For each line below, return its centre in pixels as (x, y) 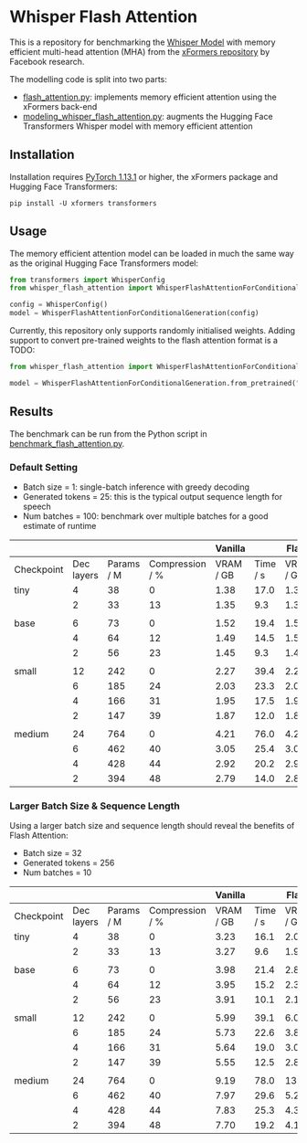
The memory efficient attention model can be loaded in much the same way (152, 253)
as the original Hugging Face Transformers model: (104, 263)
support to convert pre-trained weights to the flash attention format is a (144, 341)
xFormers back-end (60, 106)
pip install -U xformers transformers (83, 203)
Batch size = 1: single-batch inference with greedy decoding (136, 487)
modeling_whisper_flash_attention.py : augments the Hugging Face (148, 116)
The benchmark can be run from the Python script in (108, 434)
